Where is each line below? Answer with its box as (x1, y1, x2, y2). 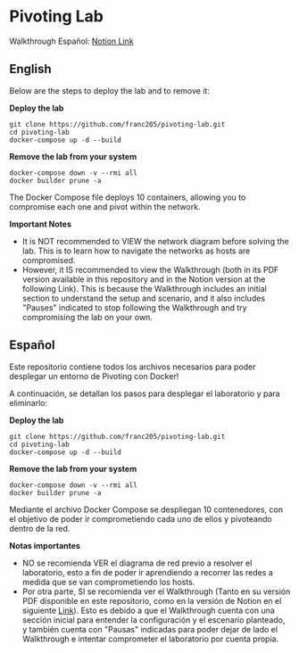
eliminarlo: (9, 397, 48, 408)
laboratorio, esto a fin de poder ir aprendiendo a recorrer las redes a (21, 566, 274, 577)
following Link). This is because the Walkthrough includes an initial (21, 283, 268, 293)
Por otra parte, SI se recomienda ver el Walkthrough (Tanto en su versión (21, 586, 291, 597)
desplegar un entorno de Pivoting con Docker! (9, 370, 179, 381)
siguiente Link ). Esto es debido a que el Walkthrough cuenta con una (21, 605, 275, 616)
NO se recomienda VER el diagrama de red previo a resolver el (21, 558, 253, 568)
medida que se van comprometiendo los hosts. (21, 576, 195, 587)
